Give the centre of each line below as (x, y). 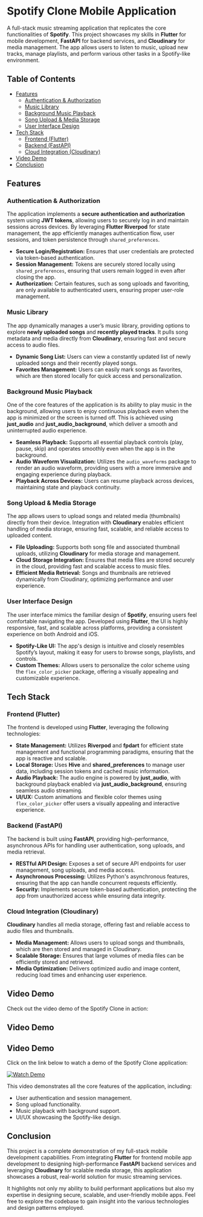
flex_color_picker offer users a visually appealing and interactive (98, 803)
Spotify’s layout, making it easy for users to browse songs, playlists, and (105, 652)
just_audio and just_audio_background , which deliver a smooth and (92, 424)
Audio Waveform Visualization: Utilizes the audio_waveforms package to (106, 462)
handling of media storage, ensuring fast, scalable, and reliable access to (98, 529)
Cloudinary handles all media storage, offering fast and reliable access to (98, 924)
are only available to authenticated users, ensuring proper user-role (100, 290)
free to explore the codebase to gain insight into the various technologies (98, 1201)
